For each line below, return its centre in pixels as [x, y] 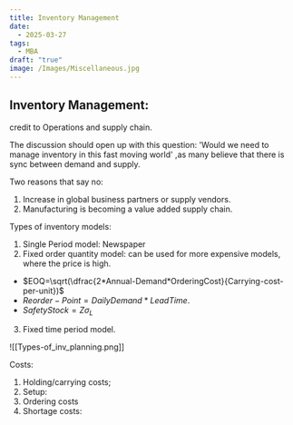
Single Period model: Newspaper [84, 244]
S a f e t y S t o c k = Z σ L [58, 311]
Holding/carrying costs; [67, 382]
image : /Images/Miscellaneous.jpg [75, 69]
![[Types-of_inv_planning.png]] [67, 347]
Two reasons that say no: [57, 182]
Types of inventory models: [60, 226]
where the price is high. [67, 263]
